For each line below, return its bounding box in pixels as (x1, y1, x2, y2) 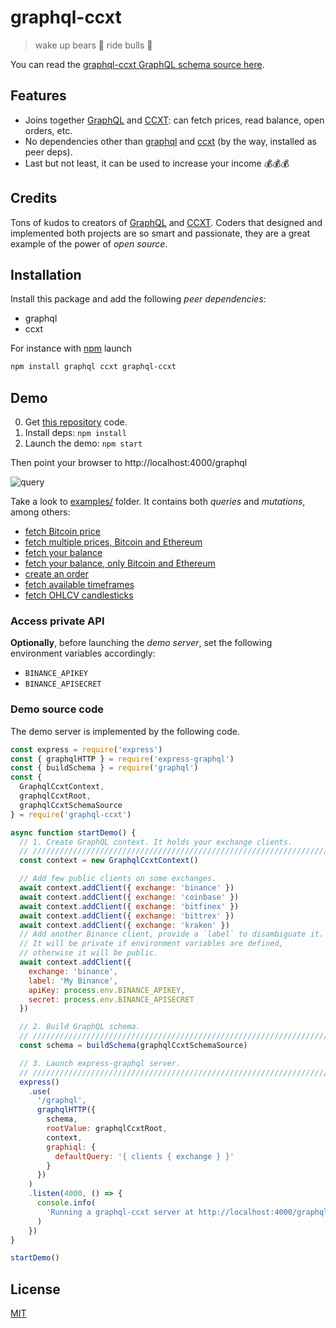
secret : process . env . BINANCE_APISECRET (28, 994, 195, 1005)
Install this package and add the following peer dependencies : (10, 293, 267, 305)
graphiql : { (46, 1142, 97, 1152)
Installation (10, 266, 82, 283)
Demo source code (10, 702, 104, 716)
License (10, 1281, 61, 1298)
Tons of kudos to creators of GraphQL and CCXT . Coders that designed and (10, 216, 323, 228)
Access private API (10, 614, 105, 628)
